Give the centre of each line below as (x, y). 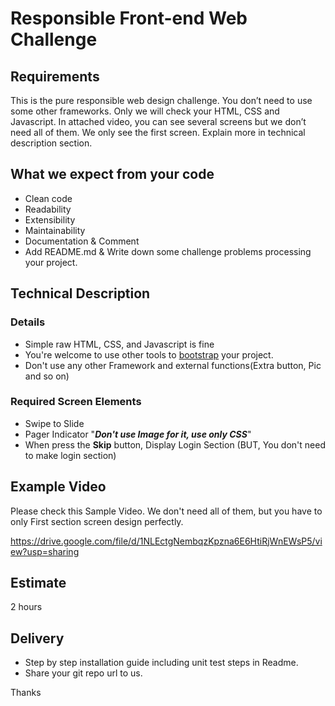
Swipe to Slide (54, 423)
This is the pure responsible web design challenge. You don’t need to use (161, 100)
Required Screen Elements (76, 402)
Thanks (26, 693)
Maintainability (55, 230)
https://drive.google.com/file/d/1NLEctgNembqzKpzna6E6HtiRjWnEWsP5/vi (166, 541)
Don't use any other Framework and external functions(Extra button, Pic (173, 365)
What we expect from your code (112, 174)
